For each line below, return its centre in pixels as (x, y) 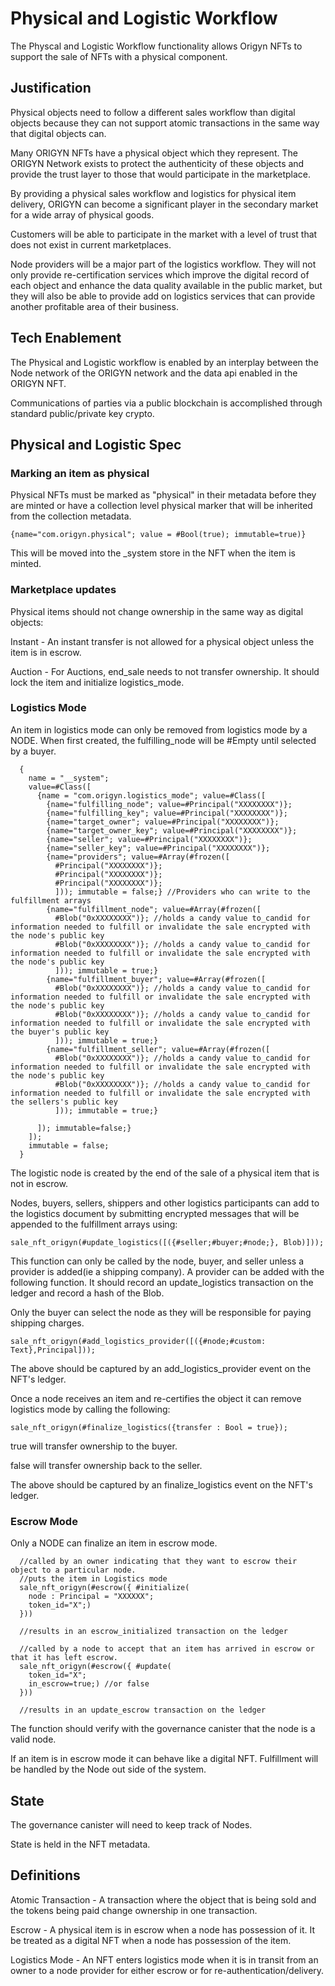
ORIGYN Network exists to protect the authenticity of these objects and (157, 163)
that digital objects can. (58, 133)
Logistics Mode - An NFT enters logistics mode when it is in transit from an (164, 1959)
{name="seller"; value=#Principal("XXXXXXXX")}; (149, 839)
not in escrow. (39, 1183)
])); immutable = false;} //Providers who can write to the (182, 892)
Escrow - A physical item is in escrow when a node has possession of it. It (162, 1929)
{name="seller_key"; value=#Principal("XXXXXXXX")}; (158, 848)
